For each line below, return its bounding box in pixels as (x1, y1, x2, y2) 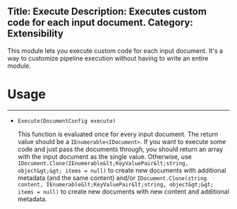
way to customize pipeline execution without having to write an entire (7, 54, 209, 62)
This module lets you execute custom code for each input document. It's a (7, 46, 224, 55)
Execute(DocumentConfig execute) (17, 117, 116, 124)
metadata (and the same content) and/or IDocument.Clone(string (17, 173, 207, 182)
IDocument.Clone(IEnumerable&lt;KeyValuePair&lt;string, (17, 160, 189, 167)
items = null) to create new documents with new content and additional (17, 187, 229, 196)
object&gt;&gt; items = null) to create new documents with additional (17, 166, 226, 174)
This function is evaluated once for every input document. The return (17, 130, 219, 138)
